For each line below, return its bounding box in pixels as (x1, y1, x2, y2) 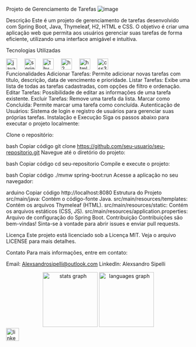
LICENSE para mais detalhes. (6, 238, 77, 245)
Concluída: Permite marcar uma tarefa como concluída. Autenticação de (6, 101, 180, 108)
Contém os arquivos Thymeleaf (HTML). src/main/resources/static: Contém (6, 202, 188, 208)
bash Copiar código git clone (6, 143, 76, 149)
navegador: (6, 178, 34, 184)
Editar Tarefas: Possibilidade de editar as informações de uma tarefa (6, 89, 171, 96)
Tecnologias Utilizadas (6, 47, 61, 54)
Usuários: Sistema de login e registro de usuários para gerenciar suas (6, 108, 174, 114)
